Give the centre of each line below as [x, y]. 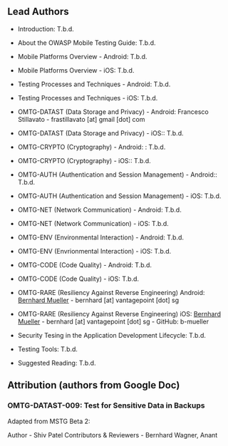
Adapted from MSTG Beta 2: [49, 421]
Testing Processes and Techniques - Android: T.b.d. [94, 84]
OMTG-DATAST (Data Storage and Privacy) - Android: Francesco [113, 111]
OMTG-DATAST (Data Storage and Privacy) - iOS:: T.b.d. [100, 133]
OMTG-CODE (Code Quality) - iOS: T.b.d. [78, 279]
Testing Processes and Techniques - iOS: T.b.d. [88, 98]
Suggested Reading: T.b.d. [57, 363]
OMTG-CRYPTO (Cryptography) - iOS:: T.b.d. [84, 160]
